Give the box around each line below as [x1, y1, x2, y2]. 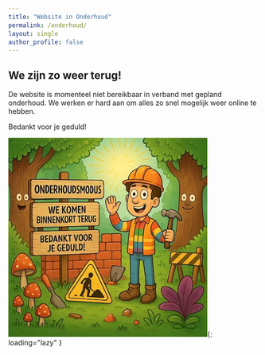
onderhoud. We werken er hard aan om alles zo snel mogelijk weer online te [8, 98, 257, 107]
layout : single [8, 29, 59, 37]
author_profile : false [8, 38, 84, 46]
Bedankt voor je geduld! [8, 122, 87, 131]
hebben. [8, 107, 36, 116]
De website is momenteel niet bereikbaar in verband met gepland [8, 90, 223, 99]
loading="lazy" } [8, 338, 62, 348]
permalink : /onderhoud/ [8, 21, 88, 29]
